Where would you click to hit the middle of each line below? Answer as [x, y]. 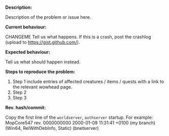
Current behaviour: [26, 27]
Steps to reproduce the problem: [40, 72]
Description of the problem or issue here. [48, 17]
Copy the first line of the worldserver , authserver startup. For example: [79, 117]
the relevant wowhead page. [42, 87]
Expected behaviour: [28, 52]
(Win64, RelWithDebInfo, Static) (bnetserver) [52, 128]
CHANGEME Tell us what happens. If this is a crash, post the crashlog [78, 37]
